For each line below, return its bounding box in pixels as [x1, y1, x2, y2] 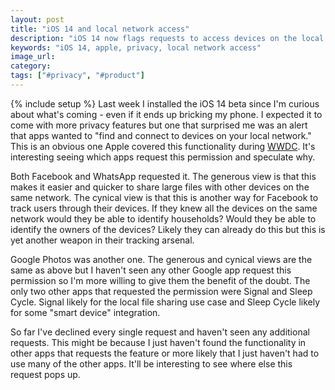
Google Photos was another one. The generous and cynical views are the [10, 253, 313, 265]
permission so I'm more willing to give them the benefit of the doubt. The [10, 274, 311, 286]
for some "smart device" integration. [10, 306, 161, 318]
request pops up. [10, 368, 81, 380]
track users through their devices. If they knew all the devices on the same [10, 202, 318, 214]
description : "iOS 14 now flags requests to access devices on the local [10, 33, 325, 43]
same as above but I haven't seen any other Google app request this [10, 264, 292, 276]
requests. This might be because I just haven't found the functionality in [10, 336, 307, 348]
